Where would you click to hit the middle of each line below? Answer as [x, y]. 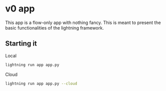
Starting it [21, 44]
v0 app [20, 9]
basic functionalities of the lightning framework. [55, 27]
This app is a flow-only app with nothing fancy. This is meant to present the [83, 22]
